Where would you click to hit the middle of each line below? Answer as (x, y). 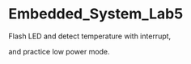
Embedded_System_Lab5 (96, 14)
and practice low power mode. (59, 51)
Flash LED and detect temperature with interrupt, (90, 36)
